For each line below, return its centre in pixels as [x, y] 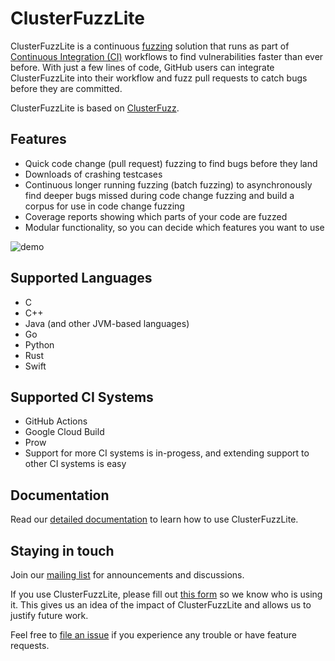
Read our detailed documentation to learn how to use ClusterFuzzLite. [154, 519]
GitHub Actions [56, 421]
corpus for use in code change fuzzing [104, 206]
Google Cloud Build [64, 432]
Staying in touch [62, 550]
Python [39, 344]
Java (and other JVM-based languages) [107, 323]
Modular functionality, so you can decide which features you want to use [174, 227]
